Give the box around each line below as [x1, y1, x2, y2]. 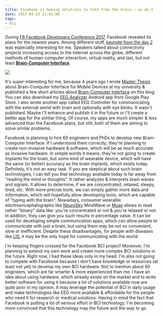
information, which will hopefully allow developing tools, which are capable [5, 192, 156, 198]
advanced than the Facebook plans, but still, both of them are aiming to [5, 120, 148, 126]
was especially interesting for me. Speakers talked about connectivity [5, 44, 145, 50]
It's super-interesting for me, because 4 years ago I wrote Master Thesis [5, 79, 151, 84]
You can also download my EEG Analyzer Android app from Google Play [5, 94, 149, 100]
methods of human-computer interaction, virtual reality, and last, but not [5, 55, 150, 61]
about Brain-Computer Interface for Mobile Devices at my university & [5, 84, 145, 90]
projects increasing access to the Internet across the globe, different [5, 50, 143, 56]
